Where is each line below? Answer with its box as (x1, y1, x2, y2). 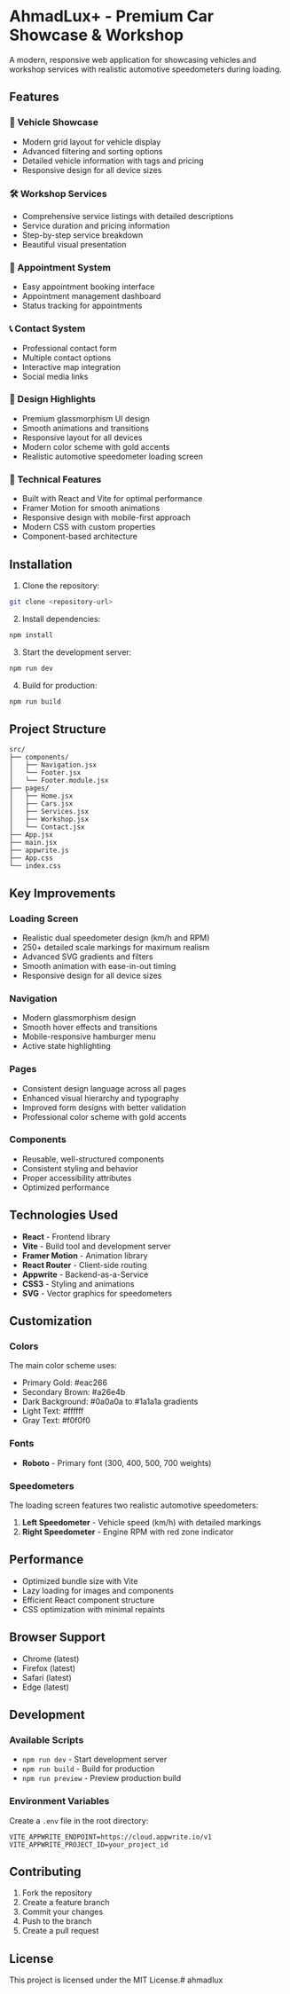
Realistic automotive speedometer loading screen (21, 451, 204, 461)
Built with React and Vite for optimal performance (21, 493, 203, 504)
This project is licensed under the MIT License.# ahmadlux (9, 1974, 223, 1985)
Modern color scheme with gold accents (21, 441, 170, 452)
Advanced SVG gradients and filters (21, 951, 153, 962)
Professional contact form (21, 343, 117, 353)
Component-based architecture (21, 531, 137, 542)
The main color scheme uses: (9, 1360, 117, 1371)
